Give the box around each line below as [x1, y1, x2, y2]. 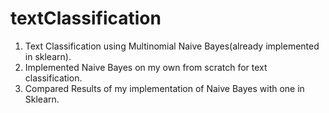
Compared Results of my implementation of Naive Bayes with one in [24, 82, 305, 94]
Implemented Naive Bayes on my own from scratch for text [24, 61, 268, 73]
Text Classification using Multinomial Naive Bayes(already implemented [24, 40, 320, 52]
